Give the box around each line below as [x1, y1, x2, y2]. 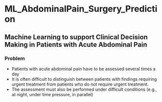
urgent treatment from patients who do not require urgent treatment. [11, 81, 149, 87]
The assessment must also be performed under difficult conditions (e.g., [11, 86, 157, 92]
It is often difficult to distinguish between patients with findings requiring [11, 76, 157, 82]
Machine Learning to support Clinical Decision [4, 33, 148, 41]
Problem [4, 55, 25, 61]
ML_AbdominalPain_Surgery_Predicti [4, 3, 158, 15]
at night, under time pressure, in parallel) [11, 91, 93, 97]
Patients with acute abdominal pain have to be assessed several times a [11, 66, 156, 72]
